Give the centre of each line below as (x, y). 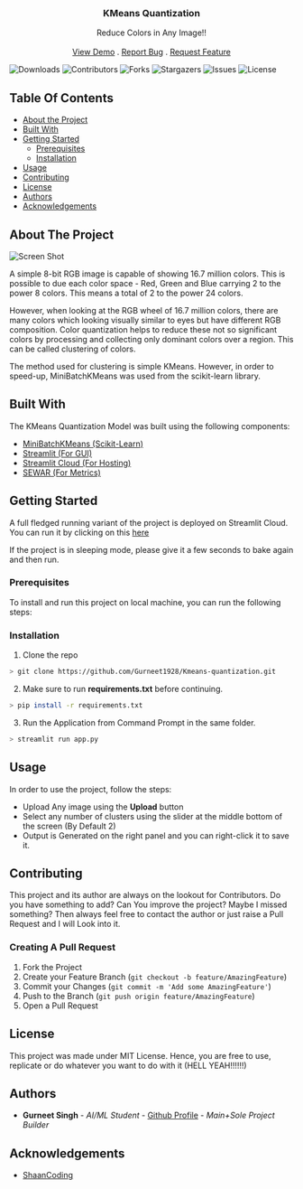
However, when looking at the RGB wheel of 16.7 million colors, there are (144, 310)
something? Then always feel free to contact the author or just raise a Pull (147, 914)
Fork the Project (52, 967)
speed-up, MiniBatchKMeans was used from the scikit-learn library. (135, 376)
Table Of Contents (62, 98)
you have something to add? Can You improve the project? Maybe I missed (148, 904)
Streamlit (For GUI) (57, 453)
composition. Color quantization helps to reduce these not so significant (143, 329)
